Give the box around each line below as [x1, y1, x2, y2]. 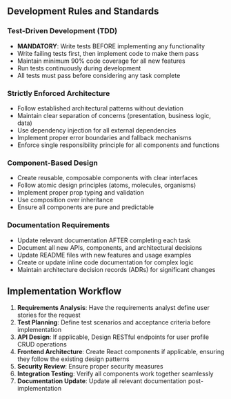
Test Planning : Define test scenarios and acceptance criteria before [17, 318, 211, 327]
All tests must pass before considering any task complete [17, 71, 181, 79]
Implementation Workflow [7, 285, 122, 297]
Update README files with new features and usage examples [17, 251, 192, 259]
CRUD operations [17, 340, 67, 349]
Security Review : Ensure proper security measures [17, 362, 163, 371]
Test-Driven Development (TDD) [7, 26, 118, 36]
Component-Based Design [7, 158, 98, 168]
